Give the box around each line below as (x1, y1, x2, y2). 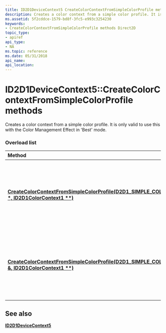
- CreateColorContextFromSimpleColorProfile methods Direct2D (5, 26, 136, 31)
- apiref (5, 35, 23, 40)
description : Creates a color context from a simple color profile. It (5, 12, 156, 17)
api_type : (5, 40, 26, 45)
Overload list (5, 139, 37, 146)
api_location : (5, 63, 35, 67)
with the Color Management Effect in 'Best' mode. (5, 127, 107, 133)
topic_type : (5, 30, 30, 35)
